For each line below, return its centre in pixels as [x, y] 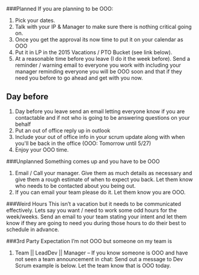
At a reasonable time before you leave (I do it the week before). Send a [103, 59]
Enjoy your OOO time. [42, 149]
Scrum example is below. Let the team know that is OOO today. [93, 265]
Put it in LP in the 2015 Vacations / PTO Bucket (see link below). [93, 52]
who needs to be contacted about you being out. [75, 185]
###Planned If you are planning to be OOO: [60, 9]
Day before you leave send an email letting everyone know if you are [100, 111]
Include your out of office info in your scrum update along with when [100, 137]
